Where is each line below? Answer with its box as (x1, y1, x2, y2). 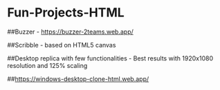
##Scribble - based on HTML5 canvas (7, 41, 116, 49)
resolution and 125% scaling (7, 61, 88, 69)
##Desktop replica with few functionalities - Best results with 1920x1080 (7, 54, 213, 63)
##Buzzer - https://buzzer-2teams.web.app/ (7, 27, 134, 36)
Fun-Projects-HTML (7, 5, 125, 21)
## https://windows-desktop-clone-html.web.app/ (7, 74, 149, 83)
